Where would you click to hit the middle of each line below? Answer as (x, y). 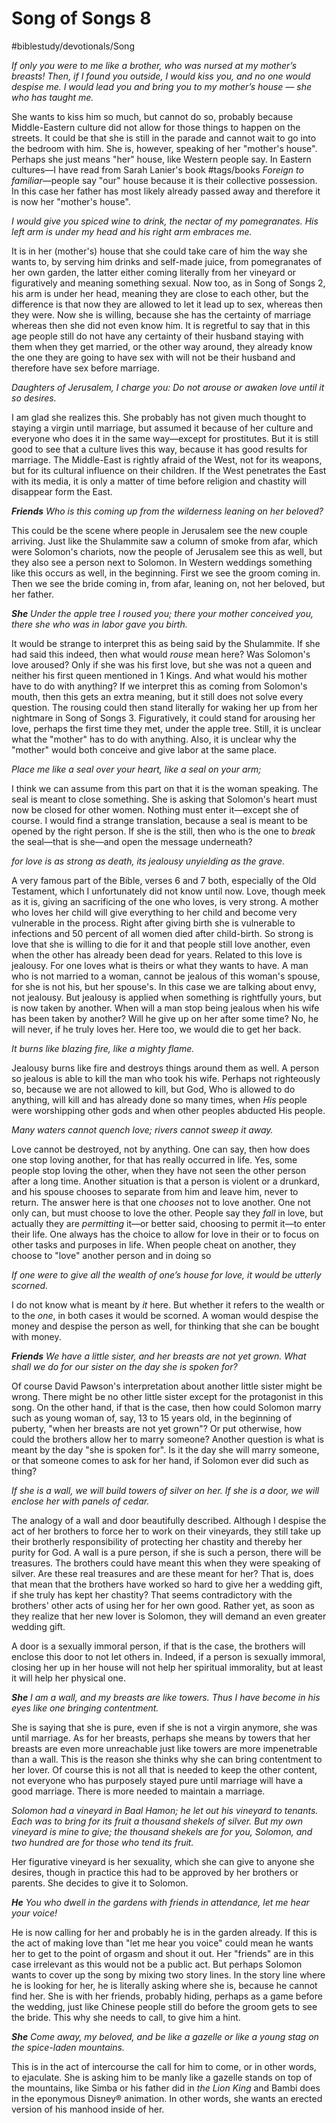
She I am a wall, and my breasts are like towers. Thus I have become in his (166, 1697)
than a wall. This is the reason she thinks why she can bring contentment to (167, 1759)
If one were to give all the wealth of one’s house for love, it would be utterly (166, 1274)
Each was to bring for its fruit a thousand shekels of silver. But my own (157, 1821)
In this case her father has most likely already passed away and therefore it (166, 191)
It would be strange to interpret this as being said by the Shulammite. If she (166, 643)
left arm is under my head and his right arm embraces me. (132, 231)
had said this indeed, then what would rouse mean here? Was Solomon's (161, 654)
